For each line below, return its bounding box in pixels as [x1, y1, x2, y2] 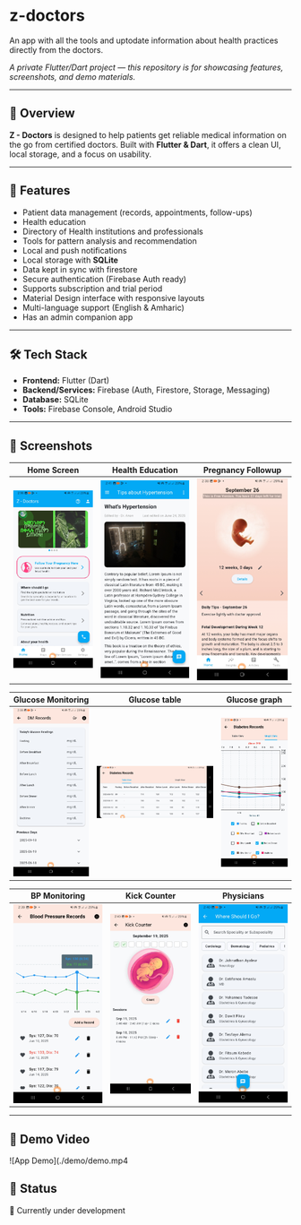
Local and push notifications [21, 245, 127, 255]
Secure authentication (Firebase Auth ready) [21, 273, 186, 284]
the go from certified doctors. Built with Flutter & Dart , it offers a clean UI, [9, 139, 281, 150]
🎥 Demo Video [9, 1131, 90, 1147]
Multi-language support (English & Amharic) [21, 302, 185, 313]
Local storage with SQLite [21, 254, 119, 265]
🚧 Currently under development [9, 1204, 125, 1215]
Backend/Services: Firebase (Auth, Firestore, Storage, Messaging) [21, 384, 271, 395]
